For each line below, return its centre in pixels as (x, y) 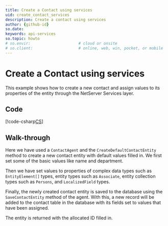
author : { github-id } (27, 24)
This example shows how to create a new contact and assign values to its (82, 88)
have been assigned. (27, 208)
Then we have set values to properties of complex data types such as (79, 171)
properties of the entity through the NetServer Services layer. (70, 93)
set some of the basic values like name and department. (64, 161)
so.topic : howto (22, 39)
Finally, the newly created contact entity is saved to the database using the (84, 192)
